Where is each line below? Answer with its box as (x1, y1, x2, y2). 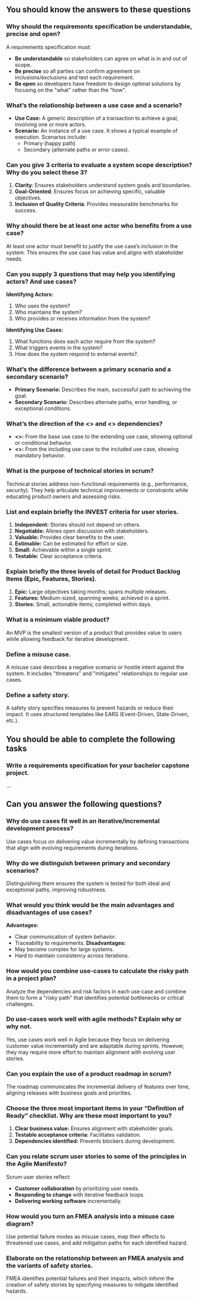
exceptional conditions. (14, 405, 72, 412)
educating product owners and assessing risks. (6, 493, 122, 500)
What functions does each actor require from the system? (14, 338, 155, 345)
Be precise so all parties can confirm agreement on (14, 68, 141, 75)
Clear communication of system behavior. (14, 933, 116, 941)
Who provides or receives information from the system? (14, 315, 151, 322)
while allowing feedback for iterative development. (6, 635, 129, 642)
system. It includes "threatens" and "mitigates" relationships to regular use (6, 669, 188, 677)
